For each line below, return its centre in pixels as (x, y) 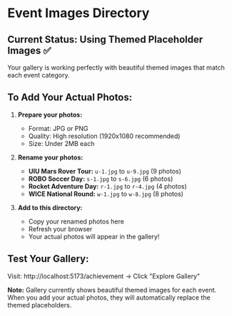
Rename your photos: (50, 157)
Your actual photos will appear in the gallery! (94, 236)
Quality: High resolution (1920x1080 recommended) (104, 136)
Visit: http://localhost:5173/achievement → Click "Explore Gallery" (104, 276)
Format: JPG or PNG (58, 128)
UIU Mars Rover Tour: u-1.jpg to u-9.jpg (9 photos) (105, 171)
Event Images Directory (79, 13)
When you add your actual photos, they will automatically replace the (109, 297)
